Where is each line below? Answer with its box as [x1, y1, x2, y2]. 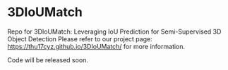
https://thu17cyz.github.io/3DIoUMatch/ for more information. [7, 42, 186, 50]
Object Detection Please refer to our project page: [7, 34, 153, 43]
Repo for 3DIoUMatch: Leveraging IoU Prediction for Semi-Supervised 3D [7, 27, 222, 36]
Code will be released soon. [7, 55, 88, 64]
